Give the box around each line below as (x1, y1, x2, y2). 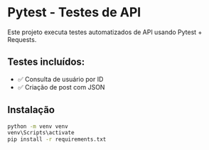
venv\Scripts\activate (7, 129, 75, 136)
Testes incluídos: (7, 56, 85, 68)
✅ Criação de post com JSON (17, 82, 105, 91)
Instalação (7, 104, 55, 116)
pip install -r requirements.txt (7, 136, 107, 143)
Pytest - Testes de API (7, 4, 141, 21)
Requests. (7, 35, 37, 43)
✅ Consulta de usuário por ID (17, 75, 104, 83)
